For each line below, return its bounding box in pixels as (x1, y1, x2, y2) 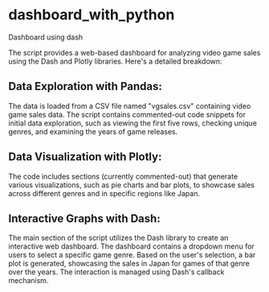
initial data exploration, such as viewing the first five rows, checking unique (8, 118, 257, 128)
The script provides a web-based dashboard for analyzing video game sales (8, 47, 261, 57)
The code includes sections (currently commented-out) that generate (8, 171, 238, 181)
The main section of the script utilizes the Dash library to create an (8, 233, 229, 243)
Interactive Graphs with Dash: (8, 212, 161, 225)
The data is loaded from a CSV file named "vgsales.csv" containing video (8, 101, 251, 110)
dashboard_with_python (8, 6, 175, 24)
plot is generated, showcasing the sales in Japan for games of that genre (8, 259, 251, 269)
